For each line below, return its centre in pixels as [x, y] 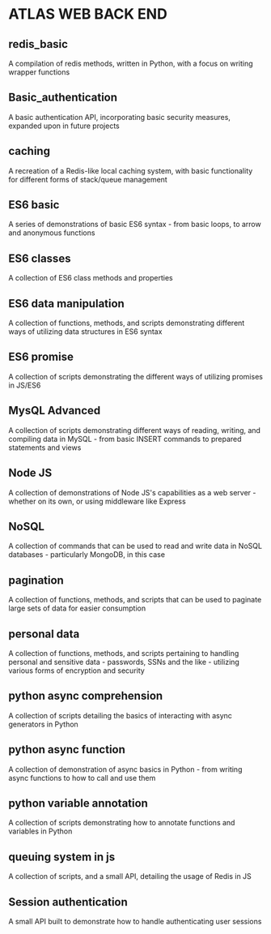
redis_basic [38, 44]
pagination [36, 580]
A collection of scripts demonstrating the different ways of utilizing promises [135, 376]
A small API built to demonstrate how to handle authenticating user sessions [135, 921]
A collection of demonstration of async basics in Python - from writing [125, 769]
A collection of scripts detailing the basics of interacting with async [121, 715]
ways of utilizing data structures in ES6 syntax [85, 332]
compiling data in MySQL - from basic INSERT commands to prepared [125, 439]
